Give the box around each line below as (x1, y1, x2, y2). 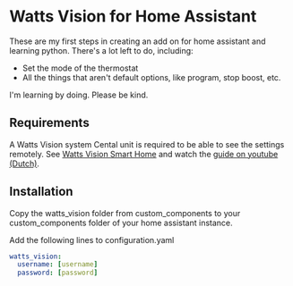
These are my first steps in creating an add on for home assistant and (9, 36, 266, 46)
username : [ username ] (17, 260, 99, 269)
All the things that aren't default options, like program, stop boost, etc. (22, 71, 281, 82)
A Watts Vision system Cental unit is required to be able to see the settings (9, 139, 285, 149)
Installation (9, 184, 73, 199)
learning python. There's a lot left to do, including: (9, 45, 194, 55)
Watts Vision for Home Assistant (9, 6, 257, 27)
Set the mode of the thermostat (22, 63, 139, 73)
